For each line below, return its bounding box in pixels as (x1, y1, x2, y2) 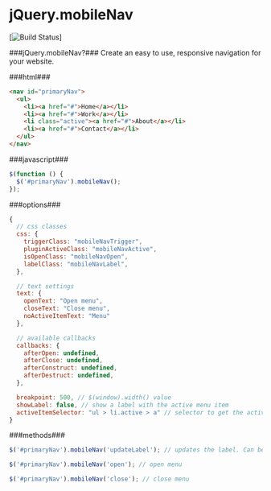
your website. (9, 56, 55, 66)
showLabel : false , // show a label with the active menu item (16, 401, 229, 409)
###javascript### (9, 155, 69, 164)
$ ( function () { (9, 170, 64, 178)
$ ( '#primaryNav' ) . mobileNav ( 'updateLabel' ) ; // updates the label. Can (9, 446, 254, 454)
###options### (9, 200, 61, 209)
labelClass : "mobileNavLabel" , (23, 260, 129, 268)
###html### (9, 72, 51, 81)
